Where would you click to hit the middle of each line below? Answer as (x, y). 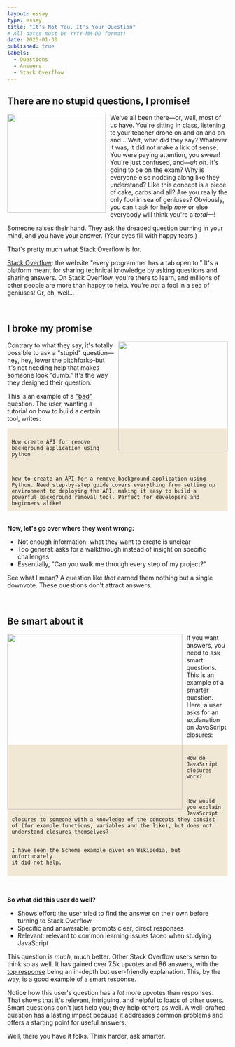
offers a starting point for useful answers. (67, 1022)
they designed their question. (50, 382)
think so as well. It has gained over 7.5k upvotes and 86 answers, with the (113, 964)
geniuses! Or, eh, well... (41, 293)
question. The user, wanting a (50, 404)
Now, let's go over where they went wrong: (71, 528)
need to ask (203, 653)
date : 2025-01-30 (33, 40)
